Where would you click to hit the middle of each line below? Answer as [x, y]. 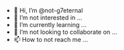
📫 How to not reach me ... [51, 40]
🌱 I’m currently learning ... [50, 25]
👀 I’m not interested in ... [48, 18]
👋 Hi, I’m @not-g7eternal [48, 10]
